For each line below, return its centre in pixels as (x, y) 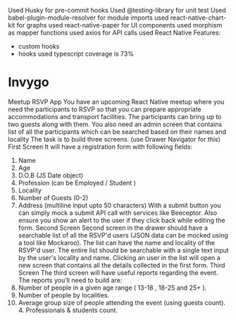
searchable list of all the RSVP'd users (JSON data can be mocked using (123, 235)
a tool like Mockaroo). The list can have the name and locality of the (117, 242)
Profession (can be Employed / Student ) (77, 183)
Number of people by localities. (64, 295)
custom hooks (39, 46)
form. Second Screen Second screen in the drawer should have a (113, 228)
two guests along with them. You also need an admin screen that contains (115, 124)
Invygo (29, 82)
